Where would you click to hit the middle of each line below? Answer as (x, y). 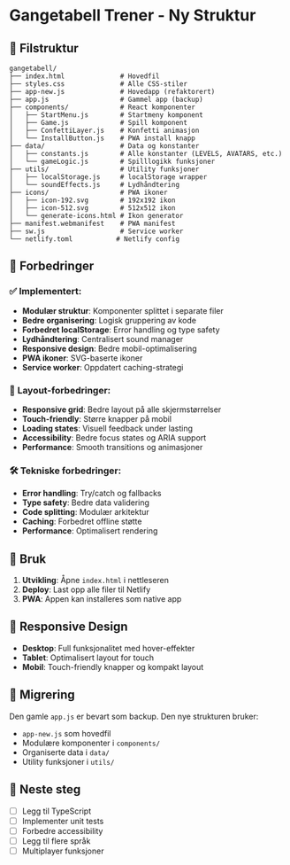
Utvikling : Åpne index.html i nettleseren (95, 581)
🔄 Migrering (42, 695)
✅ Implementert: (46, 292)
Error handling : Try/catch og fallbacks (92, 494)
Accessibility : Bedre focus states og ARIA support (114, 437)
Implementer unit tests (63, 821)
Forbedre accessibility (62, 830)
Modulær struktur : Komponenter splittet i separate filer (122, 310)
